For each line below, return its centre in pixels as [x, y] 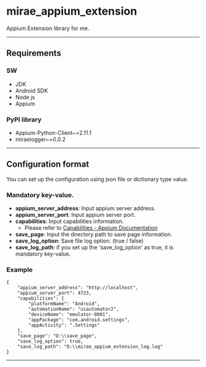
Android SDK [32, 91]
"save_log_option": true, [51, 341]
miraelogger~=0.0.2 [40, 139]
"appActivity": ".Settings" [64, 325]
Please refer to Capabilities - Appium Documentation [91, 228]
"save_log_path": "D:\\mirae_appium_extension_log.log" [90, 347]
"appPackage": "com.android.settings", [79, 320]
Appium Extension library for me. [48, 28]
